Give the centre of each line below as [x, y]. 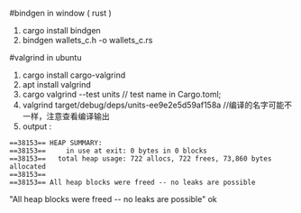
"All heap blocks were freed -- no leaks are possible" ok [114, 199]
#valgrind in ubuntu [46, 57]
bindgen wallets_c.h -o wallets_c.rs [87, 40]
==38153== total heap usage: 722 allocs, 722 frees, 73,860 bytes [141, 159]
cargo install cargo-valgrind [74, 75]
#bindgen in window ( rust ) [61, 13]
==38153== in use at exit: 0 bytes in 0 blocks [108, 151]
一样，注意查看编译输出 [66, 116]
